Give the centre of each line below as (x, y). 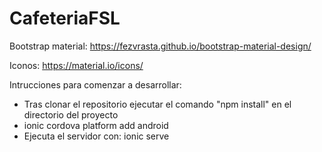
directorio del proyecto (71, 114)
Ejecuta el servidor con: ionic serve (96, 136)
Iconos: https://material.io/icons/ (76, 65)
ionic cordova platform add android (96, 125)
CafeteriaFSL (65, 18)
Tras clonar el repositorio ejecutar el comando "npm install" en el (157, 104)
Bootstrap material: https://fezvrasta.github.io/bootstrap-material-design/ (160, 46)
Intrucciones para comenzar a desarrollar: (95, 84)
